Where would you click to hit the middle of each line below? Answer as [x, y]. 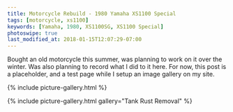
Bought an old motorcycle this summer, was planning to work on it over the [115, 59]
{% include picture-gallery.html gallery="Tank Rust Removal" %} [100, 101]
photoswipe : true [32, 33]
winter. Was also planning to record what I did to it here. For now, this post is [117, 67]
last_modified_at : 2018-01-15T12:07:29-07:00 [74, 40]
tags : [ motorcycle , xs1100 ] [48, 20]
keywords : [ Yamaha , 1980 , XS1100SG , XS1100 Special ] [85, 26]
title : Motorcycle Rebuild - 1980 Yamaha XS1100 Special [92, 14]
